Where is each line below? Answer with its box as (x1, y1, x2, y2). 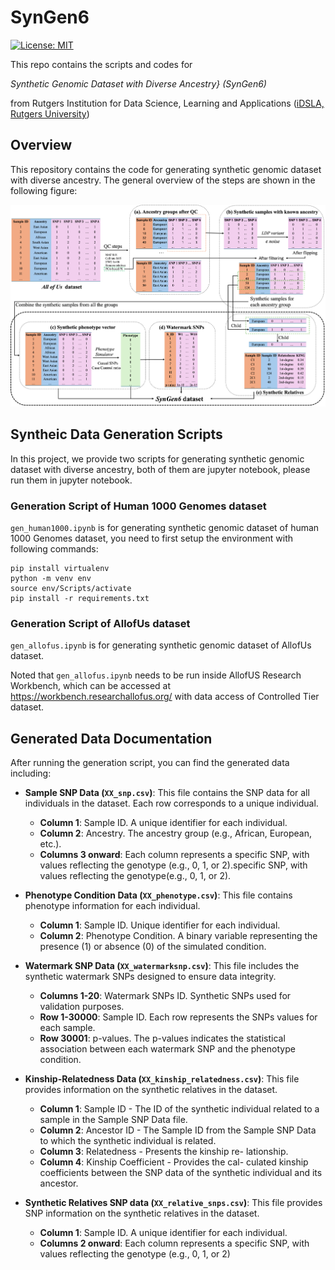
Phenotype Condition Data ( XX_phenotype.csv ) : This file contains (24, 889, 293, 901)
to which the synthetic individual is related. (39, 1135, 217, 1147)
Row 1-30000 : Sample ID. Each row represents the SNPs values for (39, 1011, 318, 1023)
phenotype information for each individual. (24, 900, 201, 912)
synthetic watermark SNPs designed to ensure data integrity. (24, 971, 277, 983)
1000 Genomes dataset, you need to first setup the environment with (10, 532, 294, 545)
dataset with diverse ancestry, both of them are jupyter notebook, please (10, 463, 311, 475)
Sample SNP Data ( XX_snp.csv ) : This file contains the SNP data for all (24, 787, 310, 799)
